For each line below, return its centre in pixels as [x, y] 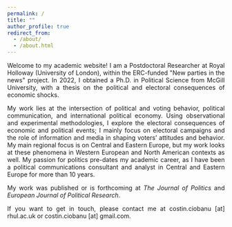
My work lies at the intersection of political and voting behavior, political [116, 108]
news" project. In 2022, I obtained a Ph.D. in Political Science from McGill [116, 80]
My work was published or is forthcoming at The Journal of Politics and [116, 188]
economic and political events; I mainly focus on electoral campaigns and [116, 130]
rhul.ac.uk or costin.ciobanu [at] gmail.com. [69, 216]
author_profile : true [38, 26]
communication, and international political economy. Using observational [116, 116]
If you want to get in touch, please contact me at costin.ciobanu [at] [116, 209]
